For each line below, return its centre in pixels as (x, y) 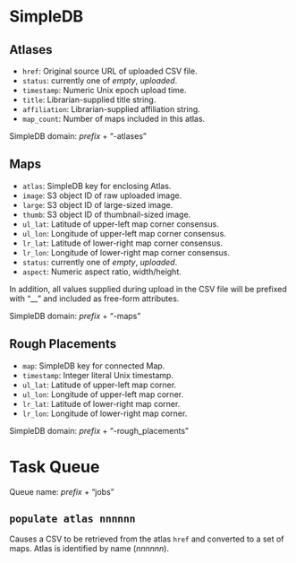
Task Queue (55, 467)
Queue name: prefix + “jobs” (62, 491)
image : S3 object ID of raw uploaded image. (102, 195)
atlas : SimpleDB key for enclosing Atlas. (97, 186)
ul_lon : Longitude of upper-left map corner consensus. (124, 233)
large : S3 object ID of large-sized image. (97, 204)
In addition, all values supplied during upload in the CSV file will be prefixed (148, 289)
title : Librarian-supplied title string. (89, 100)
